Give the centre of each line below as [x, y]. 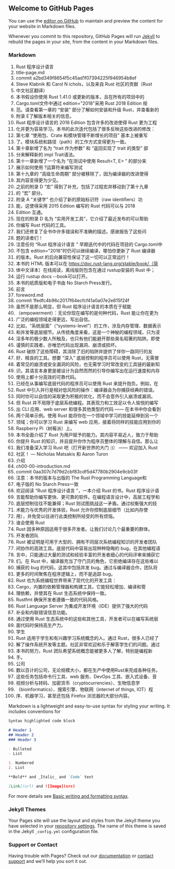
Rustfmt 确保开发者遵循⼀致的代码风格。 [59, 600]
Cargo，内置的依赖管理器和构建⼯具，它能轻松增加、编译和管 [81, 587]
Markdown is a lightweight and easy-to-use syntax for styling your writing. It [89, 706]
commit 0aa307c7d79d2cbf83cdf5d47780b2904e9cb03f [77, 472]
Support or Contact [33, 845]
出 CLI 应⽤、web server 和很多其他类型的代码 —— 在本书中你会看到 [88, 409]
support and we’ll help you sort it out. [48, 861]
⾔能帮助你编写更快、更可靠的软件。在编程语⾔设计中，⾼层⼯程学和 [88, 497]
